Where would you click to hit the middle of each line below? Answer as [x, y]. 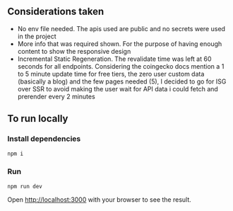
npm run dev [25, 186]
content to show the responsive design [74, 51]
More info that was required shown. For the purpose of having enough [120, 44]
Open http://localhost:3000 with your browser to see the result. [100, 199]
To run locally [38, 119]
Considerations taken [56, 12]
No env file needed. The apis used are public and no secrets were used [121, 28]
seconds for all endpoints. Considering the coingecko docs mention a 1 [121, 66]
